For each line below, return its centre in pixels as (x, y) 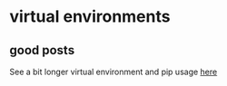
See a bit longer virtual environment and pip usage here (113, 72)
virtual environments (90, 17)
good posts (42, 50)
